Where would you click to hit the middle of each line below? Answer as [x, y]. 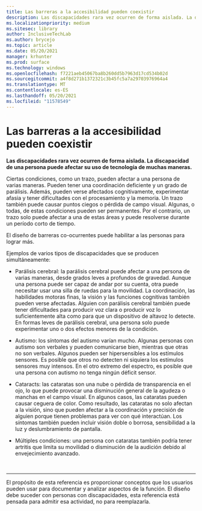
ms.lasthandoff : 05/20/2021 [41, 96]
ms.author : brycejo [31, 40]
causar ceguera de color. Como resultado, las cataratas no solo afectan [103, 403]
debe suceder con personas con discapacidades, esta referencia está [93, 495]
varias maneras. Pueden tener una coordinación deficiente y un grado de [97, 185]
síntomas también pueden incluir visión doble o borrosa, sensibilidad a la [105, 423]
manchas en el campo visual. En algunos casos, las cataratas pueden [101, 397]
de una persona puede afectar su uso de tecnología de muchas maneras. [99, 167]
